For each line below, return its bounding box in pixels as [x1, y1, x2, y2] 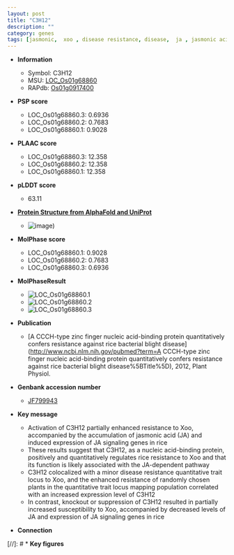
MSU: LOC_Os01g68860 [27, 76, 97, 84]
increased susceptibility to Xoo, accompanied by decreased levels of [27, 505, 226, 514]
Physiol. [27, 369, 51, 378]
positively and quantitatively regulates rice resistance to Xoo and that [27, 453, 226, 461]
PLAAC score [17, 139, 57, 147]
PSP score [17, 97, 48, 105]
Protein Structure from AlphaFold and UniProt [17, 208, 152, 216]
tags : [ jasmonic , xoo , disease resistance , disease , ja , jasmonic [7, 36, 217, 43]
